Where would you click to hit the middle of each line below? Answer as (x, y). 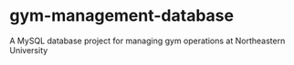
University (29, 50)
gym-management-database (122, 16)
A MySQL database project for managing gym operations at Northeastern (147, 41)
